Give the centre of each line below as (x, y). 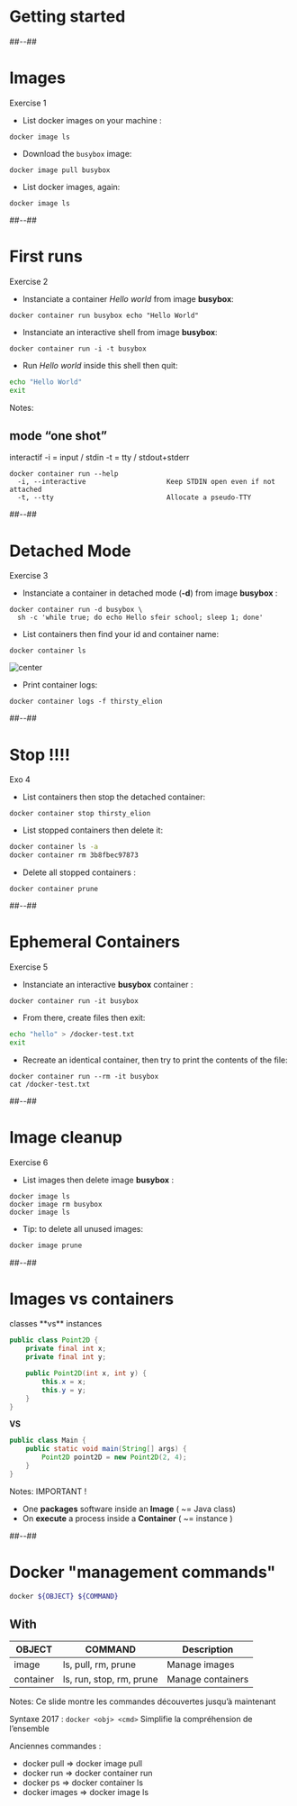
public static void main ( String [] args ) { (106, 1449)
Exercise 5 (29, 967)
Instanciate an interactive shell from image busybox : (120, 332)
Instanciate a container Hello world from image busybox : (128, 298)
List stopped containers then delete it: (93, 830)
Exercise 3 (29, 576)
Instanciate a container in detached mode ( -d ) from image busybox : (150, 593)
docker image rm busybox (56, 1204)
